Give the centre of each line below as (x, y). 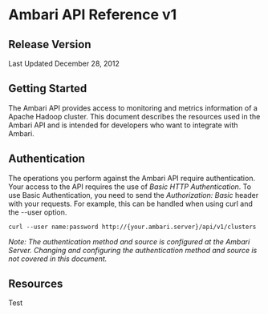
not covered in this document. (58, 259)
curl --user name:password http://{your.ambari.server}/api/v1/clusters (132, 227)
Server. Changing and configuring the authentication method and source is (133, 250)
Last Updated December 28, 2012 (64, 63)
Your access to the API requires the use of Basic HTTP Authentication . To (130, 187)
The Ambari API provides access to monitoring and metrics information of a (133, 108)
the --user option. (38, 212)
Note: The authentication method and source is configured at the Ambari (129, 241)
